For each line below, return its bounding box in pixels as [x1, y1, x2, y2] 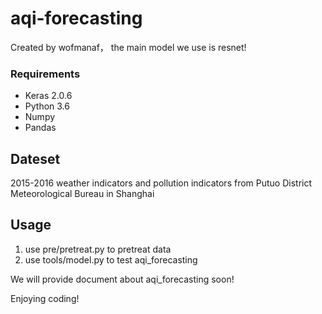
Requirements [10, 67, 81, 81]
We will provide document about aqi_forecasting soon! [10, 273, 235, 285]
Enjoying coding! [10, 292, 80, 304]
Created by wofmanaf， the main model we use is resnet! [10, 41, 247, 53]
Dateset [10, 150, 61, 167]
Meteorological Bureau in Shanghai [10, 188, 155, 200]
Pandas [24, 122, 57, 134]
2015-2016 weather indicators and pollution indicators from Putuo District [10, 177, 313, 189]
